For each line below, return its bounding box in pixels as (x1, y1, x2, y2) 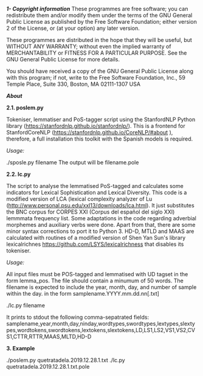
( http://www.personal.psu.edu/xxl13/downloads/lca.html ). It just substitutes (6, 202, 194, 209)
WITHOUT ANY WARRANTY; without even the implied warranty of (6, 43, 171, 50)
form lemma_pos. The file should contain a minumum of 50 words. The (6, 277, 184, 284)
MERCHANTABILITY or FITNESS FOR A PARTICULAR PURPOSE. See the (6, 49, 187, 57)
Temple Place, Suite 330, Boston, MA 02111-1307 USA (6, 80, 141, 88)
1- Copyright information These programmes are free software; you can (6, 5, 188, 12)
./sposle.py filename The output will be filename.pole (6, 159, 139, 166)
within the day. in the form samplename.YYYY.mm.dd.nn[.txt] (6, 290, 160, 297)
